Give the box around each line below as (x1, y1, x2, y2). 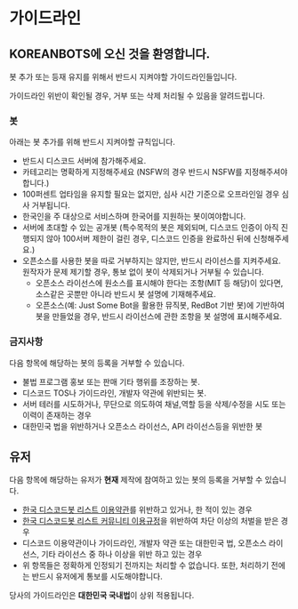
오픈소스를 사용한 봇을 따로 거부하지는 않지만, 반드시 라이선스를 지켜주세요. (21, 255, 282, 267)
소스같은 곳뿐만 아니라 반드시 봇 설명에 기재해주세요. (35, 289, 216, 300)
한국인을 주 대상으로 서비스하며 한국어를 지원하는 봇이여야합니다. (21, 211, 246, 222)
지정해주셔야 (244, 166, 288, 178)
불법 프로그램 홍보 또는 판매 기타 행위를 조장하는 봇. (21, 376, 200, 387)
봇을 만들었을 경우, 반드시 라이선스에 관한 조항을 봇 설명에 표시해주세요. (35, 311, 283, 322)
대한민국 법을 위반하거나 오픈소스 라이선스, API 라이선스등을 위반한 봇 (21, 421, 263, 431)
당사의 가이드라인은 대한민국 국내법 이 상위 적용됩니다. (9, 590, 195, 601)
